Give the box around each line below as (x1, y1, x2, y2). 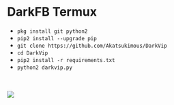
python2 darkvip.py (16, 64, 73, 71)
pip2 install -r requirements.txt (16, 57, 115, 63)
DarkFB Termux (7, 4, 98, 20)
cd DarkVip (16, 49, 48, 57)
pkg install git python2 (16, 28, 88, 35)
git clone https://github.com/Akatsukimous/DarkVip (16, 42, 167, 49)
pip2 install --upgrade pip (16, 35, 97, 42)
